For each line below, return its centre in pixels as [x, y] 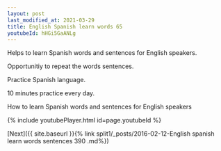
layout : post [26, 14]
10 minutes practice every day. [51, 93]
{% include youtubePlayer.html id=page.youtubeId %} [84, 120]
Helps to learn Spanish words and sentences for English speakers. [102, 53]
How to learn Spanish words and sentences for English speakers [100, 107]
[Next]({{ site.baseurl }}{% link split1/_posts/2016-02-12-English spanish [111, 134]
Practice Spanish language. [46, 80]
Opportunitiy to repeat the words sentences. [71, 66]
